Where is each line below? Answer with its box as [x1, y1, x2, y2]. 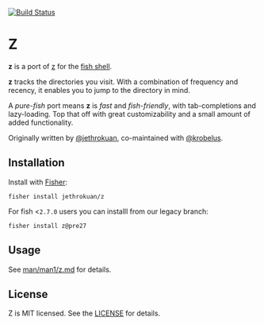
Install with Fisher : [8, 177, 68, 187]
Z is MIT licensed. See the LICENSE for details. [8, 308, 161, 318]
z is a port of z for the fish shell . [8, 61, 113, 71]
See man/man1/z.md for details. [8, 265, 112, 274]
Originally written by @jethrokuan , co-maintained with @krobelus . [8, 133, 224, 142]
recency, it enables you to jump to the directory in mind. [8, 85, 190, 95]
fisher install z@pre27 [8, 222, 87, 230]
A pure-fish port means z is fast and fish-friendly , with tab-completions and [8, 100, 256, 110]
